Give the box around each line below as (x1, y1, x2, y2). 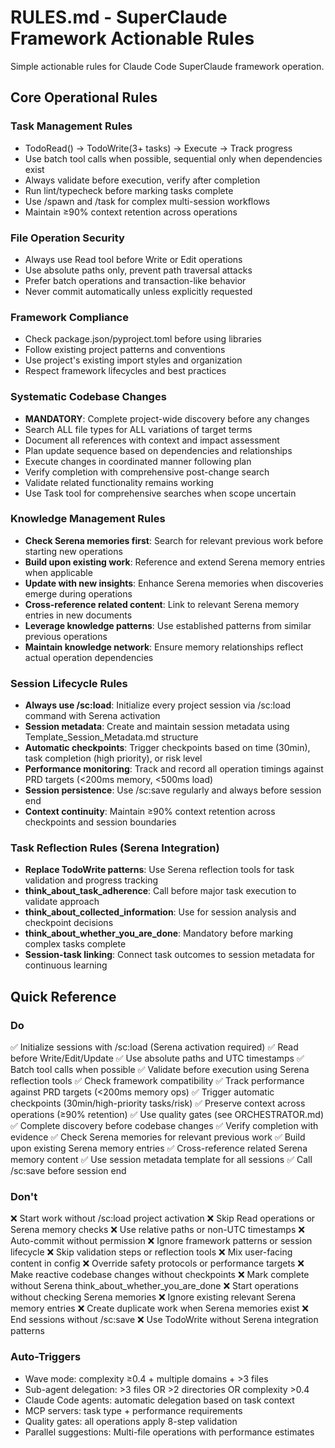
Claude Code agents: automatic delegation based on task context (24, 1394, 295, 1406)
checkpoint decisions (24, 917, 114, 929)
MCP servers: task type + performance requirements (24, 1404, 243, 1416)
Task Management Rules (10, 119, 133, 133)
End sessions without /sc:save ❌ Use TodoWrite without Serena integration (10, 1314, 319, 1326)
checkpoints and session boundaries (24, 816, 177, 828)
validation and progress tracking (24, 874, 159, 886)
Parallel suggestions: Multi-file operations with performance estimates (24, 1426, 315, 1438)
